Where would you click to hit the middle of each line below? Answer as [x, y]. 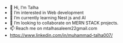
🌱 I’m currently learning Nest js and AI [48, 18]
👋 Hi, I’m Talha [24, 7]
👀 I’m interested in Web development [47, 13]
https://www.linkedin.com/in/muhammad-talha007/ [61, 35]
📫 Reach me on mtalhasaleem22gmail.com [53, 28]
